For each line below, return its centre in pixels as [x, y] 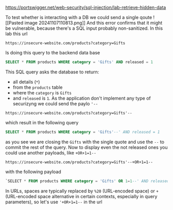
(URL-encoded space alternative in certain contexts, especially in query [81, 196]
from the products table [38, 87]
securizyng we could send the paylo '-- [55, 103]
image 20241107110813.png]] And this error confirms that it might [93, 23]
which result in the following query [42, 122]
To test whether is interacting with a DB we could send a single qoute [79, 17]
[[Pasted [14, 23]
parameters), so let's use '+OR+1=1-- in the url [54, 202]
